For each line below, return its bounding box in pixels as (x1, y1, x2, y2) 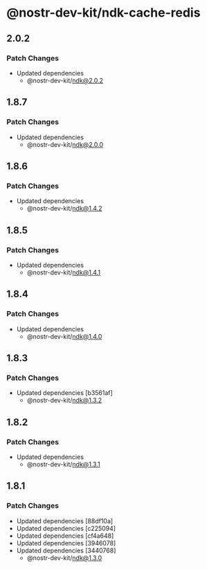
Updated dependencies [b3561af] (16, 389, 114, 397)
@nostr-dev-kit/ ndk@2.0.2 (26, 76, 104, 85)
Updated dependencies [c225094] (16, 524, 116, 532)
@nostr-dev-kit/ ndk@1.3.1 (26, 460, 101, 469)
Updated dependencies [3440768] (16, 546, 116, 554)
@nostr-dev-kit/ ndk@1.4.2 (26, 204, 102, 213)
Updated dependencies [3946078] (16, 539, 116, 547)
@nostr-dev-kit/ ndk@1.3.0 (26, 553, 102, 562)
